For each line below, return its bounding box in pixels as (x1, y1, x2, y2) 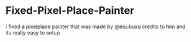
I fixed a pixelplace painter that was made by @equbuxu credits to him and (5, 23, 186, 30)
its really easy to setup (5, 29, 60, 36)
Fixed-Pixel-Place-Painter (5, 4, 135, 17)
